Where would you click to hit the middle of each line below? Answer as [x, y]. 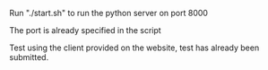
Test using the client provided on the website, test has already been [134, 48]
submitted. [29, 57]
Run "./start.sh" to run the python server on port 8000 [109, 13]
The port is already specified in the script [85, 30]
